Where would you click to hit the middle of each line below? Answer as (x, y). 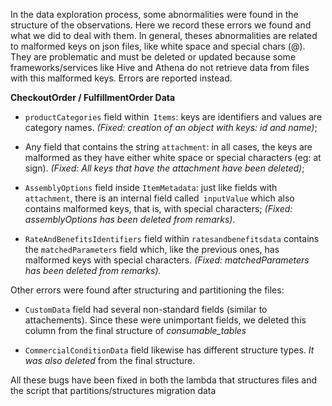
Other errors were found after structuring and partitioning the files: (147, 290)
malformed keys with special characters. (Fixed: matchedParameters (167, 260)
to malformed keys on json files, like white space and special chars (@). (158, 46)
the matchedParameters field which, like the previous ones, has (152, 249)
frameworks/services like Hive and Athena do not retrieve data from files (160, 67)
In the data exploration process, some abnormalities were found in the (154, 14)
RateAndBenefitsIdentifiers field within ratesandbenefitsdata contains (172, 238)
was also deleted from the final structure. (110, 360)
